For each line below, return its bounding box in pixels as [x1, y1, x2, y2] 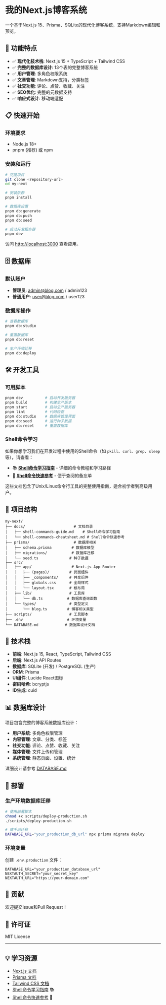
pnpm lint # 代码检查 [5, 409, 64, 414]
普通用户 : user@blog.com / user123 [12, 294, 85, 300]
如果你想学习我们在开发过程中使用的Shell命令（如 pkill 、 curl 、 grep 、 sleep [5, 448, 161, 454]
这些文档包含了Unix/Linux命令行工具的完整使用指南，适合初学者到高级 [5, 483, 148, 489]
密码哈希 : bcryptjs [12, 681, 49, 687]
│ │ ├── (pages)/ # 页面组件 [5, 569, 89, 575]
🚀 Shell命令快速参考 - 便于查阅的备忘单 [12, 472, 92, 478]
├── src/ [5, 560, 23, 565]
